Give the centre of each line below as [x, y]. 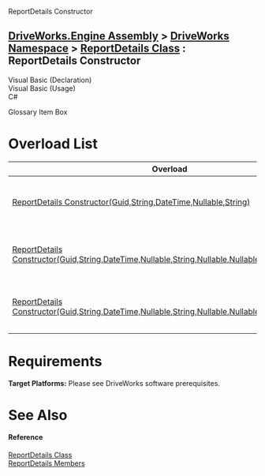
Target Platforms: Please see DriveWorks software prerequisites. [114, 383]
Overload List [53, 144]
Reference [26, 437]
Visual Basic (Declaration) [50, 80]
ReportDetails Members [47, 463]
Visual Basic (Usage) [42, 88]
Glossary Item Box [38, 112]
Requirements [55, 361]
